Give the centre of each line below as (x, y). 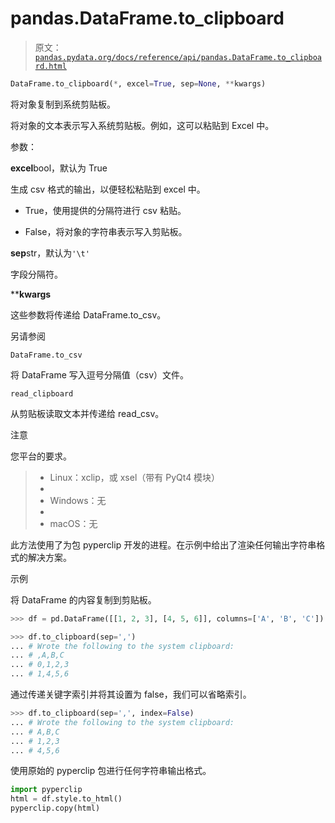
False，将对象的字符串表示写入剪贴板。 (106, 231)
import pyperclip (46, 790)
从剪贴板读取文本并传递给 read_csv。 (87, 413)
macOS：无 (73, 523)
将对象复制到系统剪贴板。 (63, 104)
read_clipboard (42, 393)
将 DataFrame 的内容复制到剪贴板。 (83, 599)
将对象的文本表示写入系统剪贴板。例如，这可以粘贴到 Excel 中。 (142, 125)
